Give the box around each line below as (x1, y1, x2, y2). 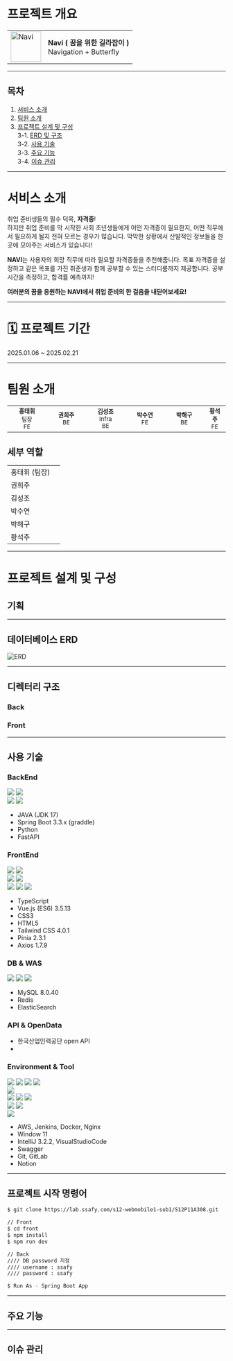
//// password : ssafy (7, 1270, 73, 1277)
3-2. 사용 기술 (17, 139, 55, 148)
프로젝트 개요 (7, 6, 78, 22)
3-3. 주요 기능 (17, 148, 55, 157)
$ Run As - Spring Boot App (7, 1283, 89, 1290)
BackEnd (7, 772, 38, 782)
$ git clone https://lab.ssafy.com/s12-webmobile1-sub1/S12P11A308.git (7, 1206, 218, 1213)
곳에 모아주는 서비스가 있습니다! (7, 241, 93, 249)
